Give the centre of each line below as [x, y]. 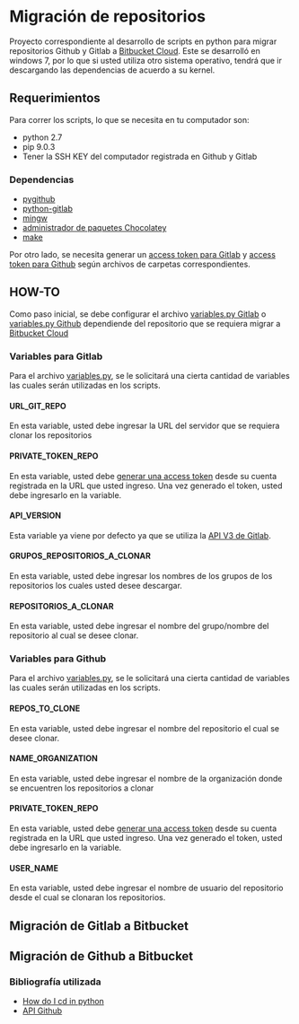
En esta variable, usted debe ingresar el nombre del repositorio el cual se [145, 728]
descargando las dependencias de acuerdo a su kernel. [112, 70]
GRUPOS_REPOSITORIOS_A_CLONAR [80, 556]
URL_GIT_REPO [38, 406]
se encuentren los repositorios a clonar [82, 788]
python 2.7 [42, 137]
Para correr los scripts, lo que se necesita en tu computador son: [129, 119]
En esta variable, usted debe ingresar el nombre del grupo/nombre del [139, 626]
